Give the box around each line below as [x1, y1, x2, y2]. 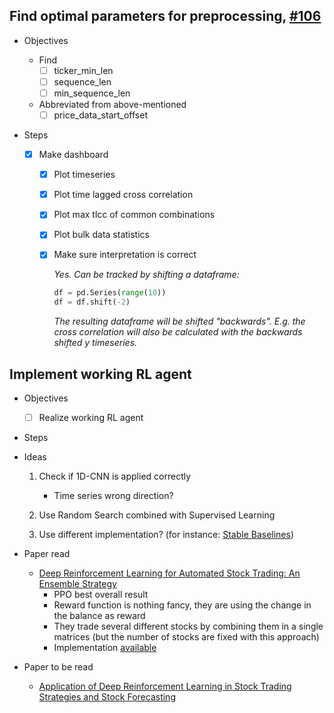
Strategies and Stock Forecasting [38, 691, 176, 703]
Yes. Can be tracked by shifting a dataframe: [53, 269, 240, 281]
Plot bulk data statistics [53, 229, 150, 241]
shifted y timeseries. [53, 337, 138, 349]
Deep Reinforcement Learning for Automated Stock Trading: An [38, 567, 301, 579]
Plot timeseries [53, 169, 116, 181]
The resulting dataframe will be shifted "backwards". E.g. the [53, 315, 306, 328]
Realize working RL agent [38, 412, 144, 423]
